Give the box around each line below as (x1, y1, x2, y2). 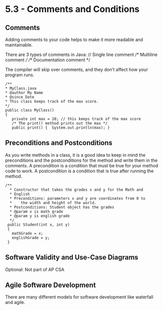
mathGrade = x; (11, 231, 43, 236)
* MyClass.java (5, 86, 37, 91)
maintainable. (5, 42, 33, 48)
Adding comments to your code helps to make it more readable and (5, 36, 143, 42)
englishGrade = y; (11, 235, 50, 240)
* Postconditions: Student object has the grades (9, 205, 114, 210)
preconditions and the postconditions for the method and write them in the (5, 157, 158, 163)
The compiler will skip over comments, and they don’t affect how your (5, 66, 148, 72)
